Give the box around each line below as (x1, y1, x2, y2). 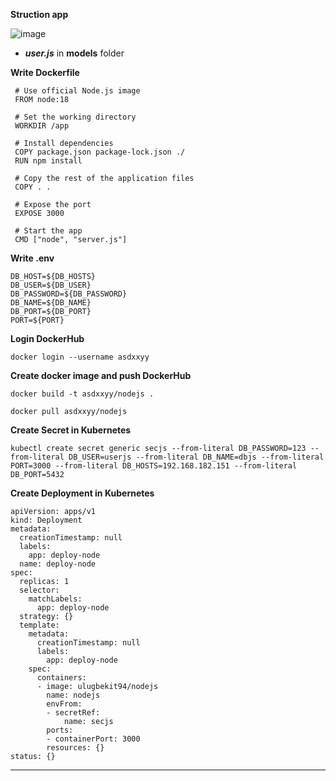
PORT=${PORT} (10, 315, 65, 325)
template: (19, 620, 60, 630)
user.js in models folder (24, 47, 125, 59)
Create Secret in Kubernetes (10, 424, 132, 436)
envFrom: (46, 699, 83, 709)
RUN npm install (14, 156, 83, 166)
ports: (46, 725, 74, 735)
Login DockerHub (10, 333, 85, 344)
